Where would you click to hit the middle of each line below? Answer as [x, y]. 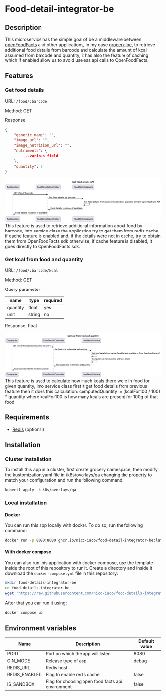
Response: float [21, 325]
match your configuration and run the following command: [64, 480]
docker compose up [24, 613]
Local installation [26, 503]
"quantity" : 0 [28, 166]
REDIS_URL [19, 667]
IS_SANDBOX [21, 684]
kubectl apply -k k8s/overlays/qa [41, 490]
